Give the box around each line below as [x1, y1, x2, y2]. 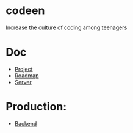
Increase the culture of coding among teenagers [5, 24, 128, 31]
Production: [5, 100, 67, 113]
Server [14, 78, 32, 85]
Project [14, 65, 33, 73]
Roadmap [14, 71, 39, 79]
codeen [5, 4, 45, 18]
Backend [14, 120, 37, 127]
